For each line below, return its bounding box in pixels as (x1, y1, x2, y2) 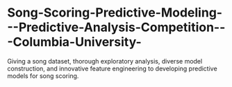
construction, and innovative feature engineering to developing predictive (7, 64, 217, 72)
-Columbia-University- (7, 35, 142, 50)
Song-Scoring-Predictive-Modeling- (7, 5, 223, 21)
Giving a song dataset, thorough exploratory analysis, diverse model (7, 57, 203, 65)
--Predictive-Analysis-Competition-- (7, 19, 226, 35)
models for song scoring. (7, 71, 79, 80)
